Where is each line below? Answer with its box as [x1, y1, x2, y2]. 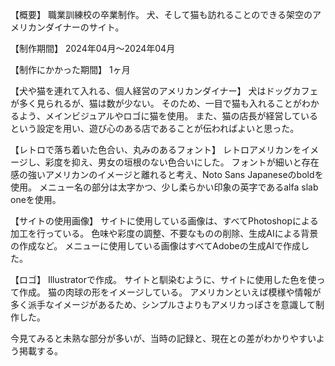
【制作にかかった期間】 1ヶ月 [10, 64, 131, 75]
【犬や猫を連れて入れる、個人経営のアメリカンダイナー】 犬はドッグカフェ [10, 85, 319, 97]
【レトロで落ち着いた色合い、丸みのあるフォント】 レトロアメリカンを [10, 144, 302, 155]
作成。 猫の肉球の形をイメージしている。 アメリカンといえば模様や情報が [18, 286, 322, 298]
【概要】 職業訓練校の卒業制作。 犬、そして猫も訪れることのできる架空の [10, 9, 313, 20]
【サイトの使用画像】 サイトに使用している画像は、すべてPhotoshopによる [10, 215, 319, 227]
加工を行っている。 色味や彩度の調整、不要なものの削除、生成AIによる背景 [10, 228, 319, 239]
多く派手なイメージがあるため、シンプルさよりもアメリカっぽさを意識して [10, 299, 316, 310]
